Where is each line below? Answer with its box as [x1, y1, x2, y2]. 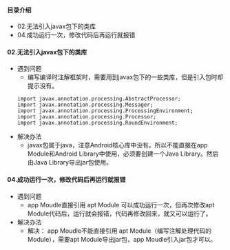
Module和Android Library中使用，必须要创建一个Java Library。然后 [27, 149, 219, 158]
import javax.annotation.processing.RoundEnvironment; [17, 120, 178, 127]
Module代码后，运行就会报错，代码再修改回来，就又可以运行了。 [27, 209, 212, 218]
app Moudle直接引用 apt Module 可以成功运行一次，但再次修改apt [27, 200, 215, 209]
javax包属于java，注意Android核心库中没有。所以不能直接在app [27, 141, 208, 149]
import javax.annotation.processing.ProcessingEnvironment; [17, 107, 194, 114]
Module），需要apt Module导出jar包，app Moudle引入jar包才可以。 [27, 235, 217, 243]
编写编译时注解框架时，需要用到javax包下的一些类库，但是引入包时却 [27, 73, 224, 81]
